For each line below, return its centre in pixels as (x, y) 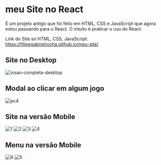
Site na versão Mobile (40, 116)
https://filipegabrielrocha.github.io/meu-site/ (52, 44)
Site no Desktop (31, 60)
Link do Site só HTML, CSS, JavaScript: (47, 39)
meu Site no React (44, 9)
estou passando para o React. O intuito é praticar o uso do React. (74, 29)
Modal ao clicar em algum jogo (55, 88)
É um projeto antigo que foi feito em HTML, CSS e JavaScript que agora (81, 23)
